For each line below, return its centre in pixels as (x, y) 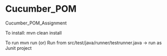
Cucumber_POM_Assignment (36, 23)
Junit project (19, 48)
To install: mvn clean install (34, 33)
